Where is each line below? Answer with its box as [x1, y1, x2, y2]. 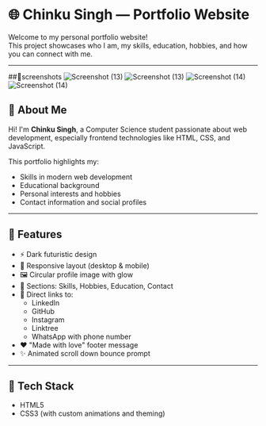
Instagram [31, 315, 65, 324]
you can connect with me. [8, 49, 93, 59]
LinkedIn [31, 297, 60, 307]
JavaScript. [8, 141, 46, 151]
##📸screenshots [8, 71, 62, 81]
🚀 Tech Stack [8, 379, 74, 393]
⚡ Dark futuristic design [19, 249, 97, 259]
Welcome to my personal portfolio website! [8, 32, 148, 41]
